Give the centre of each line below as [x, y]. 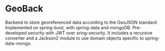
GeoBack [24, 9]
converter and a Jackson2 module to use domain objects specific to [75, 38]
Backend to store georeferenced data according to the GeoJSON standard [81, 22]
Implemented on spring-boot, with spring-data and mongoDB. [68, 27]
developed [16, 33]
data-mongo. [19, 43]
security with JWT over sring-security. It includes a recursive [90, 33]
